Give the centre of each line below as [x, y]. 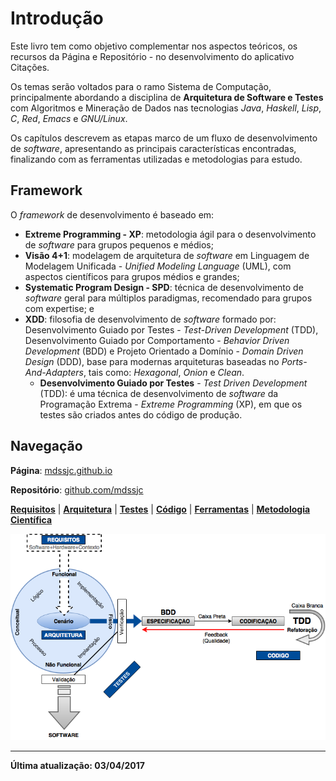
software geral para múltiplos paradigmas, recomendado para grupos [168, 298]
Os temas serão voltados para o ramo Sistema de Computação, [141, 86]
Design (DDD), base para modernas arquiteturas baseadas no [152, 361]
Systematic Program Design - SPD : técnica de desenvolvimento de [164, 287]
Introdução [57, 18]
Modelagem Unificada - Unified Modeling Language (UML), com [158, 266]
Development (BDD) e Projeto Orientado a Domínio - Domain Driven [164, 351]
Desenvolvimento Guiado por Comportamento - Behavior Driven [157, 340]
